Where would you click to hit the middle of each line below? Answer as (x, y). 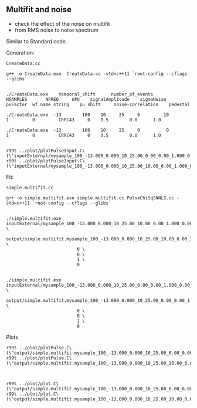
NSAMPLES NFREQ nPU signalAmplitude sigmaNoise (86, 99)
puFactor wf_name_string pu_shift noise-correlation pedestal (98, 104)
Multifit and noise (39, 10)
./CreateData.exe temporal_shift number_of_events (80, 94)
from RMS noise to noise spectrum (56, 30)
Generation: (20, 53)
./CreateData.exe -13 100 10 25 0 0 (87, 130)
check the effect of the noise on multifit (62, 23)
